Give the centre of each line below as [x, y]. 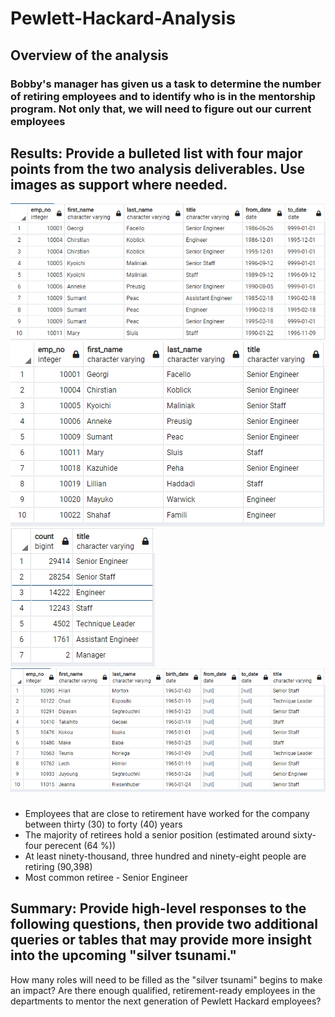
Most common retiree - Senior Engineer [106, 877]
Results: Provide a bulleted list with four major [156, 153]
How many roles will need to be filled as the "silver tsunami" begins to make [166, 979]
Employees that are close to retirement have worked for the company [167, 813]
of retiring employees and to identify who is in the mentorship [163, 96]
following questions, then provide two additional [164, 924]
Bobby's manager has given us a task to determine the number [166, 84]
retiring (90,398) [58, 866]
